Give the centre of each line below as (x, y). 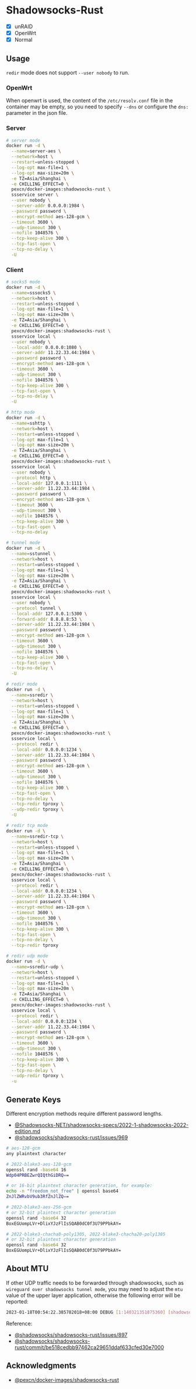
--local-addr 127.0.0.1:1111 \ (49, 483)
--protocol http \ (34, 478)
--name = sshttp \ (31, 423)
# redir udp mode (27, 956)
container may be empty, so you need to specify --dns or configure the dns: (97, 107)
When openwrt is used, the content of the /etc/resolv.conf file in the (90, 101)
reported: (17, 1301)
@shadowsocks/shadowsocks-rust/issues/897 (71, 1334)
